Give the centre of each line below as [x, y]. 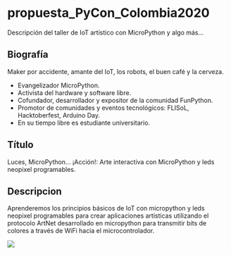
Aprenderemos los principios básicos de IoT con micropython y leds [106, 209]
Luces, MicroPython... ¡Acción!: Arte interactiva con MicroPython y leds [111, 162]
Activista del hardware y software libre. [74, 92]
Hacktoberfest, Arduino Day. [59, 115]
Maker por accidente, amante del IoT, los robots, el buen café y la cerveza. [115, 71]
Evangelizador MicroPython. [58, 85]
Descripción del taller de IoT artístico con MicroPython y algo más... [106, 32]
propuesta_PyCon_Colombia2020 [108, 13]
